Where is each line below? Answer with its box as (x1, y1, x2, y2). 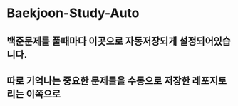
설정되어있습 (178, 35, 231, 47)
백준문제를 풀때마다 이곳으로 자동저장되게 (6, 35, 177, 47)
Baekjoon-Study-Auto (6, 5, 140, 21)
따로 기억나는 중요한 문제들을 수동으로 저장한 (6, 75, 190, 87)
